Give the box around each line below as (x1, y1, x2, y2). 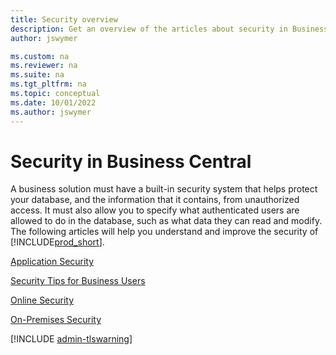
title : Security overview (10, 14, 118, 25)
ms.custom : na (10, 51, 70, 61)
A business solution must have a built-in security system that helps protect (10, 183, 318, 195)
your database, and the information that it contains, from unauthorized (10, 194, 300, 206)
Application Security (10, 256, 95, 268)
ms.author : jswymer (10, 107, 92, 117)
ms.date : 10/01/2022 (10, 97, 97, 108)
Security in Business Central (10, 150, 252, 173)
